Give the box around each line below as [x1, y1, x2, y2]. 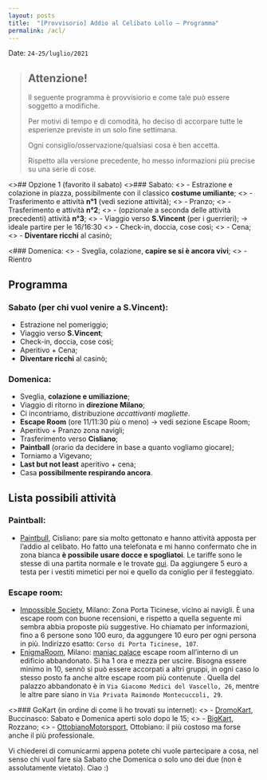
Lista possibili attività [8, 491, 117, 505]
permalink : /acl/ [8, 26, 66, 34]
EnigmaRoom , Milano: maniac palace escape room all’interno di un [19, 648, 239, 657]
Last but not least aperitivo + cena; [19, 459, 137, 469]
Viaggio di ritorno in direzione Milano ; [19, 400, 145, 410]
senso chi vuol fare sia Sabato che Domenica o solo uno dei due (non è [8, 754, 242, 764]
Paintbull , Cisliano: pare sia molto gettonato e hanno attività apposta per [19, 533, 257, 542]
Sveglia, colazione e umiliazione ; [19, 392, 130, 401]
